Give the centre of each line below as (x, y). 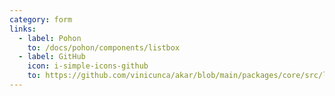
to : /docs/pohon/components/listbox (104, 47)
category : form (41, 19)
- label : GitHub (52, 57)
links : (23, 29)
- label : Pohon (50, 38)
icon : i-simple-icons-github (88, 66)
